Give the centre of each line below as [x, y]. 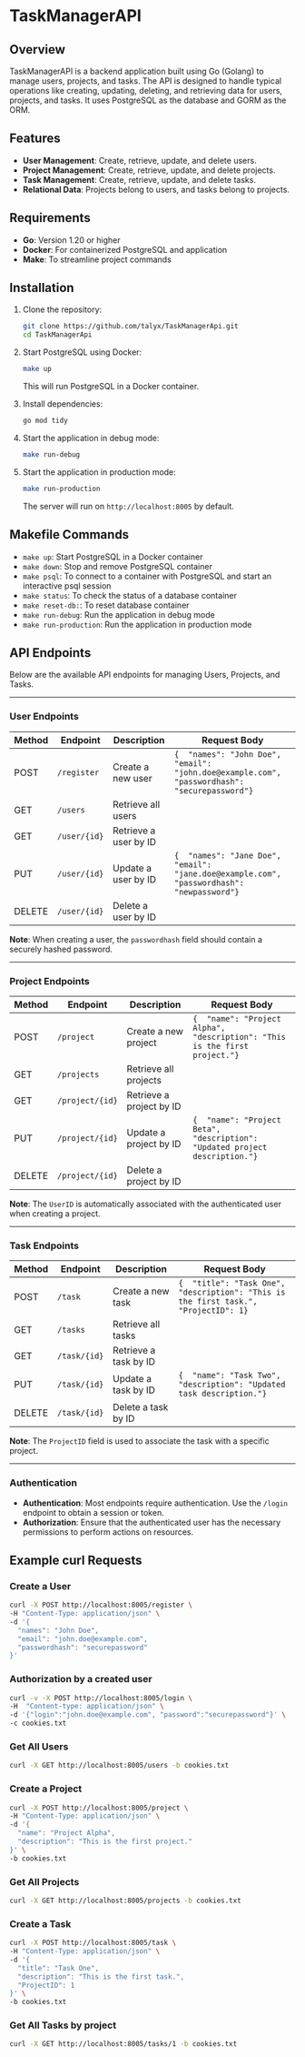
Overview [38, 50]
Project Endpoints [49, 981]
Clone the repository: [62, 309]
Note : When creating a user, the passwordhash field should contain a [136, 939]
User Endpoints [44, 717]
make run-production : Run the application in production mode [137, 624]
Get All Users [39, 1747]
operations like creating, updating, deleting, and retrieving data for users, [146, 91]
